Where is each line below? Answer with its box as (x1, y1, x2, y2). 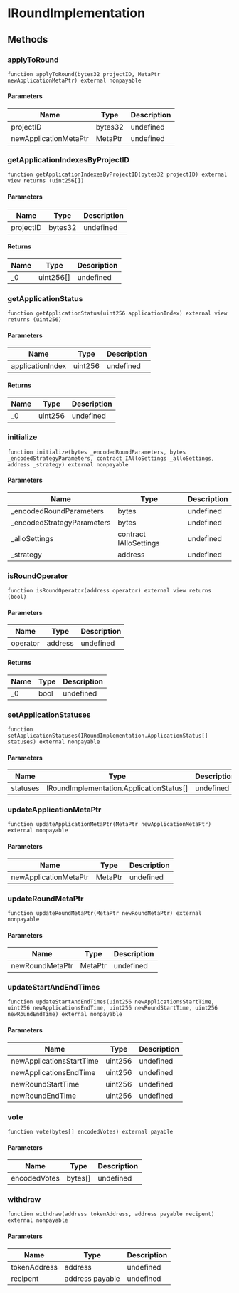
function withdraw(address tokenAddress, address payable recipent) (7, 1210, 215, 1218)
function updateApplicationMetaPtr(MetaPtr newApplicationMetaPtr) (7, 821, 212, 828)
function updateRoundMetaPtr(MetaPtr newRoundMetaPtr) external (7, 909, 202, 916)
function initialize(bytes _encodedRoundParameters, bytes (7, 449, 186, 456)
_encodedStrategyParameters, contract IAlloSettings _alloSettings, (7, 454, 215, 462)
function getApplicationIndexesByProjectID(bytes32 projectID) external (7, 171, 228, 179)
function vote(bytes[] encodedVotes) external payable (7, 1128, 174, 1135)
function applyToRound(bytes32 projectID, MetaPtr (7, 70, 161, 78)
